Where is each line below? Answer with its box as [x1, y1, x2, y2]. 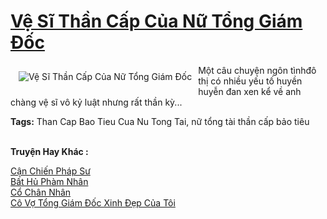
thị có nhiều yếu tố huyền [198, 75, 303, 87]
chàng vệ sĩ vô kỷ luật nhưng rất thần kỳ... [10, 96, 183, 108]
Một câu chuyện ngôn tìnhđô [198, 64, 317, 76]
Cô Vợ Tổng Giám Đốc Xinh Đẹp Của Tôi [10, 196, 176, 209]
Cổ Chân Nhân [10, 186, 72, 198]
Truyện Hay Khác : [10, 145, 89, 157]
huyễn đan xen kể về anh [198, 85, 302, 97]
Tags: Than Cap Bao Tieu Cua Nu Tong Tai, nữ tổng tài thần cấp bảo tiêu [10, 115, 310, 127]
